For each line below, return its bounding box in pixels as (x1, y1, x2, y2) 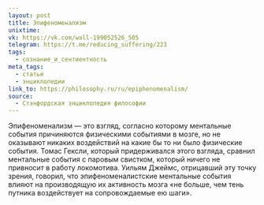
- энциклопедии (15, 77, 65, 85)
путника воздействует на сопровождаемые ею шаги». (8, 188, 192, 198)
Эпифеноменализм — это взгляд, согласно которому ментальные (8, 121, 232, 131)
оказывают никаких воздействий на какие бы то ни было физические (8, 138, 243, 147)
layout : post (8, 11, 51, 20)
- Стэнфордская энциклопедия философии (15, 99, 147, 107)
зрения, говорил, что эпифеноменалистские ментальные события (8, 171, 232, 181)
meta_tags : (8, 63, 44, 71)
